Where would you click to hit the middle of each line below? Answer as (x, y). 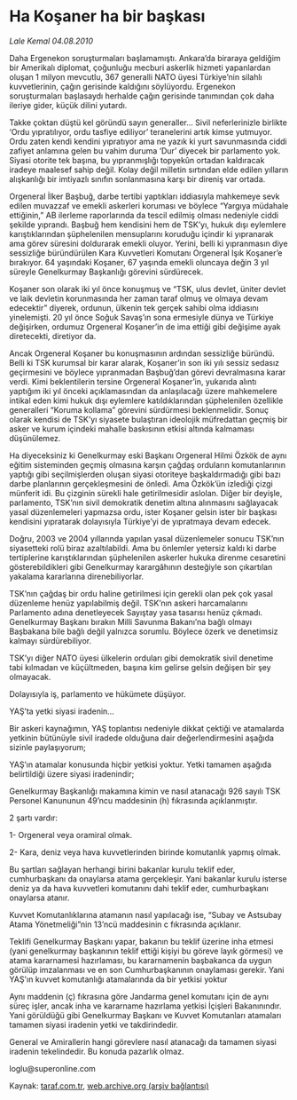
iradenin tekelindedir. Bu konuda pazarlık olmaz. (97, 1051)
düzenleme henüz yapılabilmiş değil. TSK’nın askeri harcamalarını (129, 603)
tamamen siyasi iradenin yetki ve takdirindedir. (94, 1025)
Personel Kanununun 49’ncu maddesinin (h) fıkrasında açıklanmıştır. (133, 800)
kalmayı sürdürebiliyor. (50, 640)
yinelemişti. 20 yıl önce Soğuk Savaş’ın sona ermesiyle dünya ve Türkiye (141, 317)
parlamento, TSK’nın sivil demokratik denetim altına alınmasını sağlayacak (144, 503)
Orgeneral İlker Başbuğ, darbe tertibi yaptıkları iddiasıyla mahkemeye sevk (145, 196)
